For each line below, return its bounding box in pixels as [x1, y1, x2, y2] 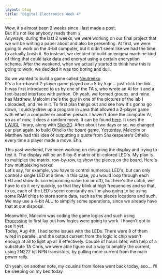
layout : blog [5, 7, 31, 12]
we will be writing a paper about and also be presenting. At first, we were [5, 40, 151, 46]
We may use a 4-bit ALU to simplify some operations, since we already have [5, 198, 157, 204]
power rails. [5, 254, 29, 260]
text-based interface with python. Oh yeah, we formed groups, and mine [5, 91, 149, 97]
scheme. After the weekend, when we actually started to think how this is [5, 61, 151, 67]
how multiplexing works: [5, 162, 54, 168]
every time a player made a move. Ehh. [5, 137, 83, 143]
